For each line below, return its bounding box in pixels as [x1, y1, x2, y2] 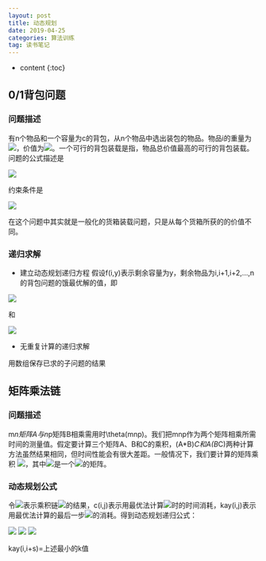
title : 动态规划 [8, 19, 57, 27]
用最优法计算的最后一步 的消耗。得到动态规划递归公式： [8, 510, 197, 520]
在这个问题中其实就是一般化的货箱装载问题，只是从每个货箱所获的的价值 [8, 216, 245, 226]
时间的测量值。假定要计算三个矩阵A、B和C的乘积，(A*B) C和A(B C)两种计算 [8, 439, 254, 449]
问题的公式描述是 [8, 153, 64, 163]
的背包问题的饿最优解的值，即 [19, 278, 118, 288]
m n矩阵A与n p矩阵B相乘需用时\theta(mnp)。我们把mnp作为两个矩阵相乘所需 [8, 429, 256, 439]
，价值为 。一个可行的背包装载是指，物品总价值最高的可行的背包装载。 [16, 143, 254, 153]
